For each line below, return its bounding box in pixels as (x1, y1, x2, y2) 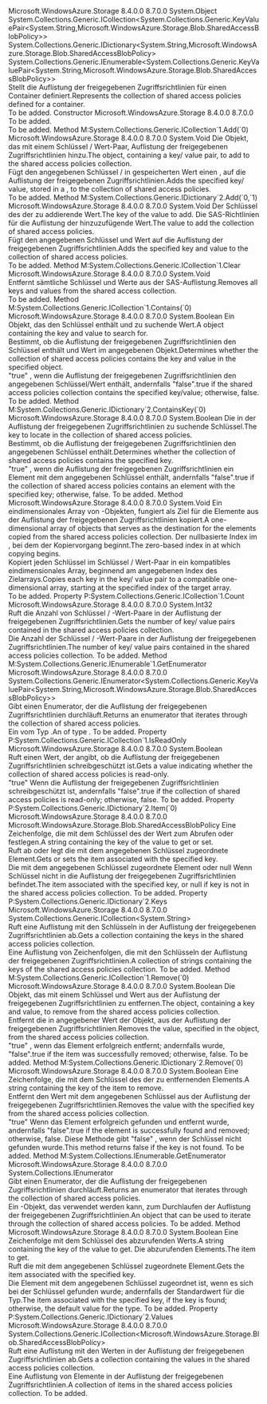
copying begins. (8, 549, 61, 558)
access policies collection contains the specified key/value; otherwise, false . (8, 388, 260, 397)
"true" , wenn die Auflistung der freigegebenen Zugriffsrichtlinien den (8, 371, 237, 380)
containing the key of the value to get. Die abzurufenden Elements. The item (8, 1244, 257, 1254)
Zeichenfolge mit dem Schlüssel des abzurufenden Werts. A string (8, 1236, 225, 1245)
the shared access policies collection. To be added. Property (8, 888, 208, 897)
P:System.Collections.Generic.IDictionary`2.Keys (8, 896, 167, 906)
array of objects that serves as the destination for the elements (49, 524, 257, 532)
